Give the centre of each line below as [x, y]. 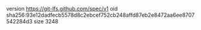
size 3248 [46, 21]
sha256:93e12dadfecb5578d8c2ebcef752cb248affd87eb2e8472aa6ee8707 [100, 15]
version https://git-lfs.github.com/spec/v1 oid [62, 9]
